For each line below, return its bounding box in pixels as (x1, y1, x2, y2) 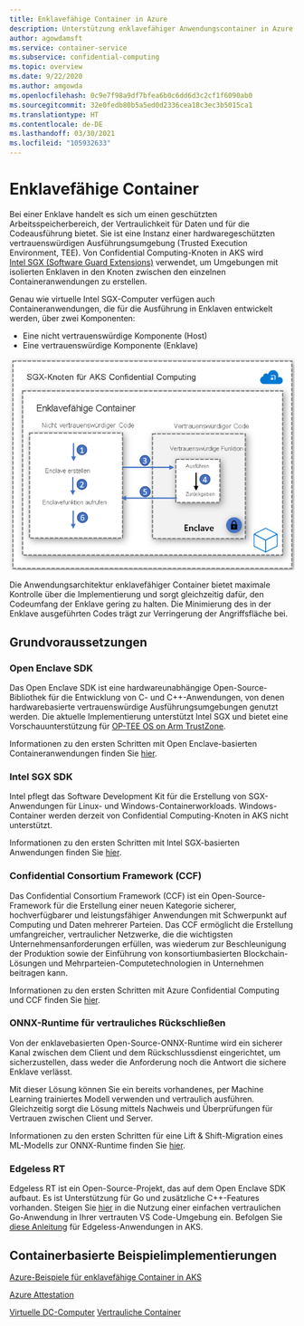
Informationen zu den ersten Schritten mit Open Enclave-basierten (9, 738, 258, 749)
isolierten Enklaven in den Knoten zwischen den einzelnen (9, 266, 226, 277)
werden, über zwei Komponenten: (9, 312, 136, 323)
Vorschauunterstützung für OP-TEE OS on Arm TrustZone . (9, 720, 226, 731)
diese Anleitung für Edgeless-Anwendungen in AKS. (9, 1222, 204, 1233)
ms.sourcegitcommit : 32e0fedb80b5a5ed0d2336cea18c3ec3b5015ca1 (9, 100, 253, 110)
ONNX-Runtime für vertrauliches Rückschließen (9, 1016, 226, 1029)
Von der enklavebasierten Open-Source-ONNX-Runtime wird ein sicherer (9, 1037, 283, 1048)
